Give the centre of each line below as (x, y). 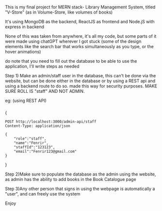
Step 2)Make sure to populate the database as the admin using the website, (81, 174)
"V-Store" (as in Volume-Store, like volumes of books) (59, 12)
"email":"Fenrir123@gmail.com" (45, 151)
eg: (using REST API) (26, 101)
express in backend (25, 27)
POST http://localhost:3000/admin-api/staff (51, 122)
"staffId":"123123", (34, 147)
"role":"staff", (30, 139)
